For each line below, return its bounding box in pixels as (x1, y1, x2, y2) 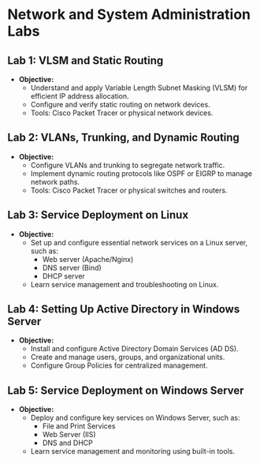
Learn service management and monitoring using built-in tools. (30, 447, 236, 456)
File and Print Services (42, 421, 116, 431)
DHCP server (42, 271, 86, 281)
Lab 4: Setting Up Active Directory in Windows (7, 302, 240, 316)
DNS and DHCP (42, 438, 94, 447)
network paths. (30, 177, 80, 186)
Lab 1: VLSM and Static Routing (7, 54, 164, 67)
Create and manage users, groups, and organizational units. (30, 353, 225, 362)
